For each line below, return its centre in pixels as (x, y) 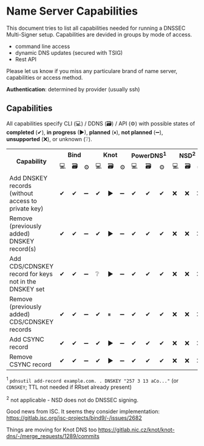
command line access (42, 46)
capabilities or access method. (45, 77)
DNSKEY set (27, 289)
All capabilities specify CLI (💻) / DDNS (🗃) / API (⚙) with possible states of (101, 124)
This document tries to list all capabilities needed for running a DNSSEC (96, 28)
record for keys (31, 274)
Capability (31, 161)
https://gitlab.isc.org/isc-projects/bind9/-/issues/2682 (74, 418)
